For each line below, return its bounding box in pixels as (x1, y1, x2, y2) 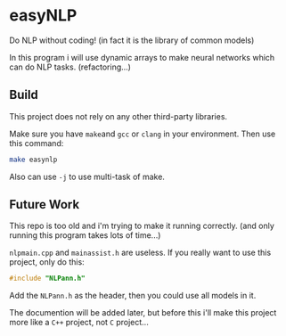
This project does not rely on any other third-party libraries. (9, 111, 228, 121)
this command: (9, 137, 64, 148)
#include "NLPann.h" (9, 274, 86, 283)
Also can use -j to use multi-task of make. (9, 171, 165, 182)
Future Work (9, 197, 80, 212)
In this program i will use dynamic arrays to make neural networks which (9, 52, 275, 62)
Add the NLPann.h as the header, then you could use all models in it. (9, 291, 257, 301)
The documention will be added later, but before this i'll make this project (9, 307, 277, 318)
